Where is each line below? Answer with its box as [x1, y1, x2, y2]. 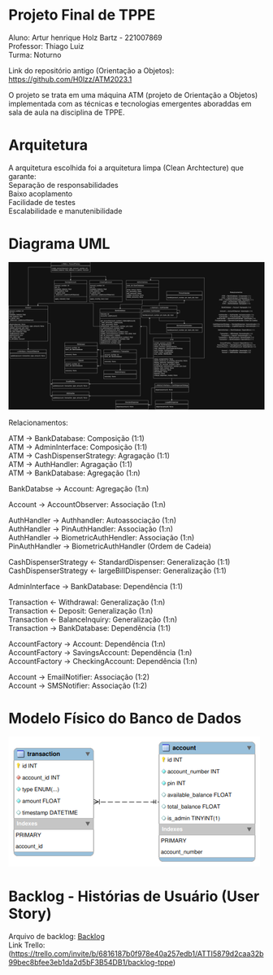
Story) [8, 905, 52, 923]
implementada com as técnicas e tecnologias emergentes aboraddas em [8, 98, 252, 108]
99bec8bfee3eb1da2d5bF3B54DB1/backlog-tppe [8, 958, 173, 968]
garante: [8, 171, 37, 181]
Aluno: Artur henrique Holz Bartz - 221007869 [8, 33, 162, 42]
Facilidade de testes [8, 197, 76, 207]
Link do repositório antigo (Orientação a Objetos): [8, 65, 175, 75]
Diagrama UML [8, 234, 110, 253]
